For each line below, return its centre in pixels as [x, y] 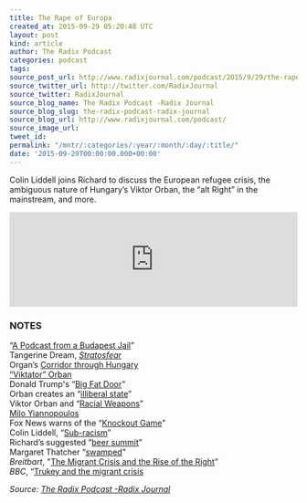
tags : [20, 69]
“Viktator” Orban [41, 374]
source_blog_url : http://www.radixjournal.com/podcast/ [118, 120]
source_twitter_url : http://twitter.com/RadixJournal [114, 86]
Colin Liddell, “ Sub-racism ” [60, 432]
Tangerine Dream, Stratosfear [65, 355]
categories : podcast [49, 60]
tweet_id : [28, 137]
